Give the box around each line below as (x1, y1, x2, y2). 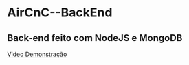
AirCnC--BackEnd (7, 5, 113, 21)
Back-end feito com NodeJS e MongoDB (7, 32, 183, 44)
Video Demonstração (7, 50, 67, 58)
